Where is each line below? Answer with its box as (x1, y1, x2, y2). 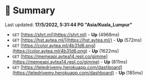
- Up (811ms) (100, 58, 128, 65)
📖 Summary (5, 5, 55, 16)
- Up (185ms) (115, 69, 143, 76)
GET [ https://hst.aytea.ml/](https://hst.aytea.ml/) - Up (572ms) (12, 37, 142, 43)
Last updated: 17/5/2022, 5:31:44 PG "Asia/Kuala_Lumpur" (5, 22, 133, 28)
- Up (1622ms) (88, 48, 119, 54)
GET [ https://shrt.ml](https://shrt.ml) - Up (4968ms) (12, 31, 120, 37)
